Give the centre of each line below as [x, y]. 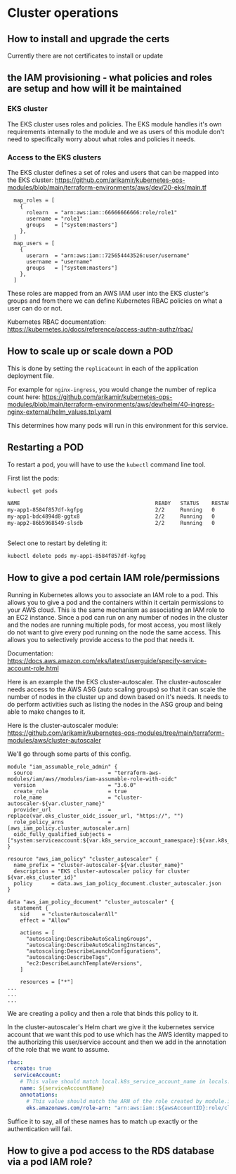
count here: [24, 397]
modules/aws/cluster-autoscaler [54, 740]
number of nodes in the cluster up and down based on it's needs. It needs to [118, 696]
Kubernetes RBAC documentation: [57, 322]
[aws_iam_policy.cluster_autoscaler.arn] [69, 828]
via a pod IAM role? [50, 1162]
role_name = [63, 797]
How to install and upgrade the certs [88, 39]
